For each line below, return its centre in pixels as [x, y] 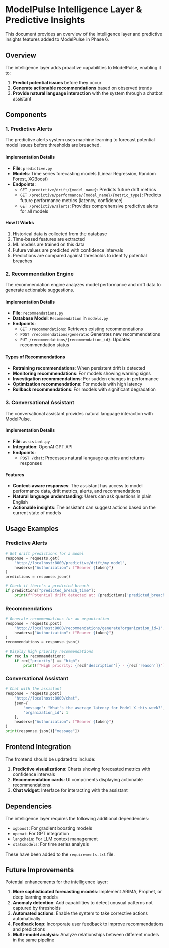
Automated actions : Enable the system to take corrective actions [80, 913]
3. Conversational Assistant [40, 403]
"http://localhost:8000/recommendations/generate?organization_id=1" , [90, 628]
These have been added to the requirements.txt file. [60, 854]
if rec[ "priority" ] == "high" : [47, 661]
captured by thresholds [37, 908]
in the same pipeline [33, 940]
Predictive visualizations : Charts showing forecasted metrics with [81, 769]
